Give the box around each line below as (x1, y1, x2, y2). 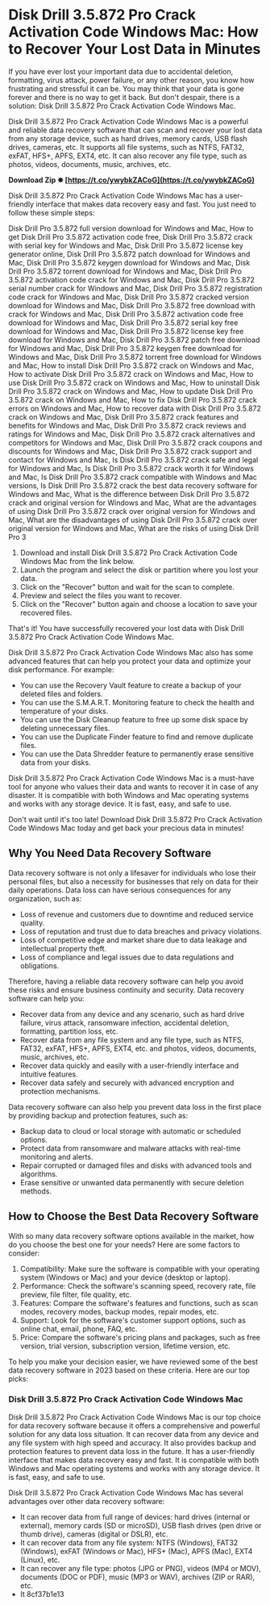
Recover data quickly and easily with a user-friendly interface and (19, 1060, 239, 1070)
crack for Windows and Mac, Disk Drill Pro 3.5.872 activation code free (8, 309, 244, 319)
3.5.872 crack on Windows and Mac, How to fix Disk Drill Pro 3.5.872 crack (8, 395, 258, 404)
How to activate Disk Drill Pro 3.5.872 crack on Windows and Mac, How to (8, 369, 254, 378)
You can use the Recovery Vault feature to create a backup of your (19, 680, 242, 690)
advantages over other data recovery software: (8, 1496, 165, 1506)
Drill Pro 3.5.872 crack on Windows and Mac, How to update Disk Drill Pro (8, 386, 254, 396)
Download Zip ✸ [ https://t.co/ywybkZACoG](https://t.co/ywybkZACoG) (8, 175, 255, 185)
